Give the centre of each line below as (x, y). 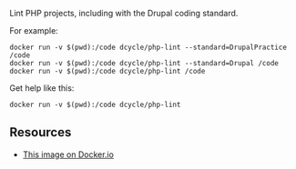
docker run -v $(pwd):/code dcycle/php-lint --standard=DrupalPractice (148, 47)
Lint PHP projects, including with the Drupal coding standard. (124, 13)
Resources (41, 132)
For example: (34, 30)
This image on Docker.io (68, 154)
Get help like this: (42, 88)
